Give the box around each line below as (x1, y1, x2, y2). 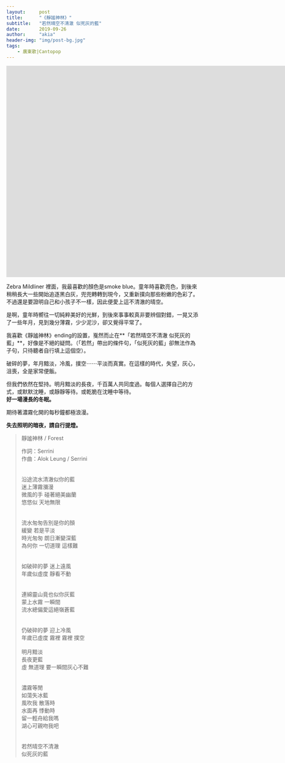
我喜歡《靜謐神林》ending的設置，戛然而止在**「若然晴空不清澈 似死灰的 (6, 332, 191, 339)
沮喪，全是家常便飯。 (6, 367, 60, 375)
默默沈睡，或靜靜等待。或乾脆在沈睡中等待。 (22, 388, 135, 395)
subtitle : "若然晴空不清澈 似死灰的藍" (6, 20, 102, 26)
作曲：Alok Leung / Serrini (21, 455, 88, 462)
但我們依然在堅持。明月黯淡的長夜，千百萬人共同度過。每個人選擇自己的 (6, 380, 188, 388)
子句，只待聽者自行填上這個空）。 (6, 347, 90, 354)
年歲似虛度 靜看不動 (21, 570, 71, 577)
